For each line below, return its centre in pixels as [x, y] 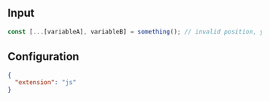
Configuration [44, 57]
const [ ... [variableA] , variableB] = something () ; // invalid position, [132, 31]
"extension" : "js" [46, 83]
